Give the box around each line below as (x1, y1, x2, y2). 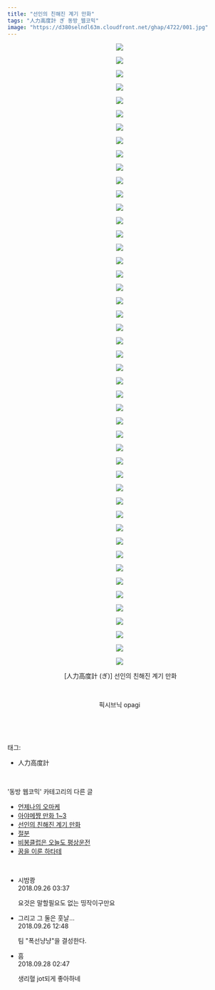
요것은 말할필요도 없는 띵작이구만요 (17, 899, 115, 907)
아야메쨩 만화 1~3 (17, 811, 67, 820)
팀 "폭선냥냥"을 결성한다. (17, 937, 87, 945)
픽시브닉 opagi (98, 701, 141, 709)
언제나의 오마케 (17, 803, 61, 811)
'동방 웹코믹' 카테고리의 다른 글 (7, 788, 93, 796)
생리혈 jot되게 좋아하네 (17, 974, 80, 983)
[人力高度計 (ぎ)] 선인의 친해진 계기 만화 (63, 672, 177, 680)
